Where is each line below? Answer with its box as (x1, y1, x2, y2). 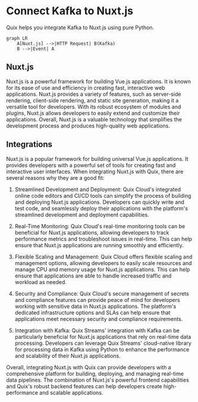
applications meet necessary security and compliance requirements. (14, 315, 183, 322)
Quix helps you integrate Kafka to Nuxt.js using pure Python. (6, 24, 155, 31)
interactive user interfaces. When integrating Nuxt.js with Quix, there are (6, 168, 184, 175)
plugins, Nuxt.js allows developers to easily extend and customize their (6, 109, 180, 117)
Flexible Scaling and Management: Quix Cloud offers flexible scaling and (14, 253, 193, 260)
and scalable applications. (39, 389, 103, 396)
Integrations (6, 139, 52, 149)
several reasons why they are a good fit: (6, 174, 105, 181)
